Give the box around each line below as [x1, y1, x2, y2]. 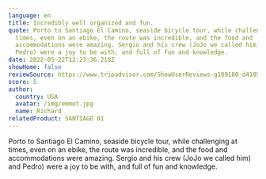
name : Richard [15, 108, 62, 116]
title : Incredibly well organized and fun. [8, 19, 154, 27]
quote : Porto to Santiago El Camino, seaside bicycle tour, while [8, 26, 232, 34]
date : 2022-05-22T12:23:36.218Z [8, 56, 115, 64]
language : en [8, 11, 51, 20]
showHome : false [8, 63, 62, 71]
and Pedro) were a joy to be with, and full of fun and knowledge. [8, 162, 218, 171]
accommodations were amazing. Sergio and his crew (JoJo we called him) [8, 153, 252, 162]
